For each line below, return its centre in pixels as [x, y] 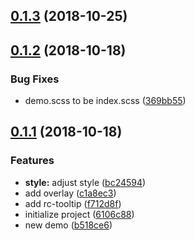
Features [32, 161]
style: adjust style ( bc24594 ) [85, 182]
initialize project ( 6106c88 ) [79, 214]
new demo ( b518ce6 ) [68, 225]
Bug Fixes [35, 79]
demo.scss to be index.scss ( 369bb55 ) [105, 101]
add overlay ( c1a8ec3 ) [70, 193]
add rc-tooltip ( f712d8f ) [73, 203]
